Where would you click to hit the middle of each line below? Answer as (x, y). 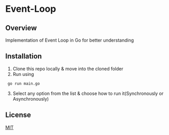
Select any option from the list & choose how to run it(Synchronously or (88, 93)
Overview (21, 28)
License (18, 115)
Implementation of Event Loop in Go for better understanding (70, 40)
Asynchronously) (31, 99)
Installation (24, 56)
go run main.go (24, 83)
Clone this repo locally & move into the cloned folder (68, 69)
